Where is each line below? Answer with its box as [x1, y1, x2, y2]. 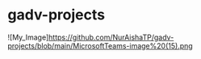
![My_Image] [7, 32, 49, 42]
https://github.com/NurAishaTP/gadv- [48, 32, 174, 42]
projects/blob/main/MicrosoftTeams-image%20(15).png [7, 40, 193, 50]
